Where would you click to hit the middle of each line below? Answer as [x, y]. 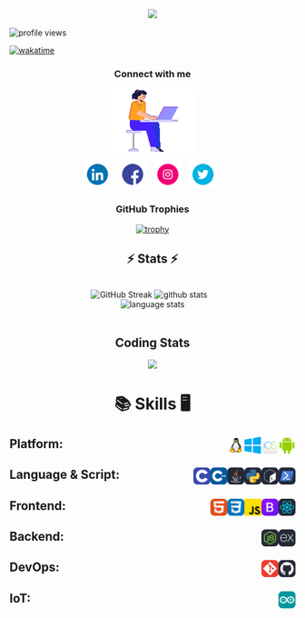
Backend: [37, 536]
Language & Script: [64, 475]
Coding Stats [152, 342]
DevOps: [35, 568]
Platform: [36, 444]
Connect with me [152, 74]
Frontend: [38, 506]
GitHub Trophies [152, 209]
